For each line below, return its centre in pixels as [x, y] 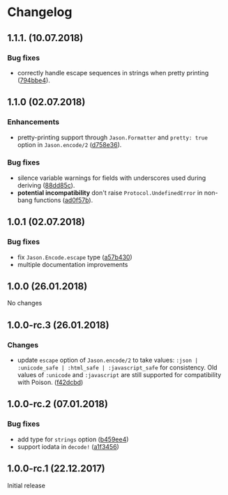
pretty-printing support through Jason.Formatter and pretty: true [112, 137]
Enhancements [33, 122]
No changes [25, 303]
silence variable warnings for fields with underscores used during [112, 178]
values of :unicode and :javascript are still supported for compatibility [119, 375]
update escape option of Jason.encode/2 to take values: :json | [108, 360]
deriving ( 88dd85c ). [46, 185]
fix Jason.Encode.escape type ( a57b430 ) [75, 257]
